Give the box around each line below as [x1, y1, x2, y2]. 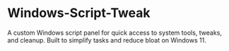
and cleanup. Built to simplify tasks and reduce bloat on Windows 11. [7, 35, 206, 44]
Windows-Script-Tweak [7, 5, 151, 21]
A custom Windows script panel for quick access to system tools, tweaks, [7, 28, 223, 37]
